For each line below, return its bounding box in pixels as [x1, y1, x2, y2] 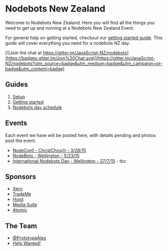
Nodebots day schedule [12, 104, 62, 110]
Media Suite [12, 202, 38, 208]
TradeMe [12, 191, 32, 197]
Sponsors [5, 172, 36, 181]
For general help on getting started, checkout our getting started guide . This [5, 35, 163, 41]
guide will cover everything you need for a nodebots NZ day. [5, 40, 130, 46]
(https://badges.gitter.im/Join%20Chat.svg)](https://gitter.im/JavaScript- [5, 55, 155, 61]
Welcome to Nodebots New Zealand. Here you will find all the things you [5, 20, 155, 26]
